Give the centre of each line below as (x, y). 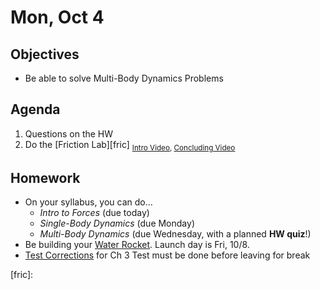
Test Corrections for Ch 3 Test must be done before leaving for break (167, 255)
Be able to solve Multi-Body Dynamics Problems (124, 78)
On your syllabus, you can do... (88, 202)
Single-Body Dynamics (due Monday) (117, 223)
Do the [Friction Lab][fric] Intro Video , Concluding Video (130, 145)
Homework (45, 178)
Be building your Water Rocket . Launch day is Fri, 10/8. (137, 245)
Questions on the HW (69, 133)
